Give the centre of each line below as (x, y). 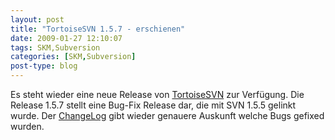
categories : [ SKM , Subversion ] (73, 57)
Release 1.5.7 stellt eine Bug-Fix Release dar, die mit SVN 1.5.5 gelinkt (153, 105)
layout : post (37, 19)
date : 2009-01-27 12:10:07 (66, 38)
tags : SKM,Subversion (55, 47)
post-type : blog (44, 66)
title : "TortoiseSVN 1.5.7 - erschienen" (98, 29)
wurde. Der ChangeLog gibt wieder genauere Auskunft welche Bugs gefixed (167, 115)
